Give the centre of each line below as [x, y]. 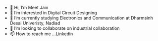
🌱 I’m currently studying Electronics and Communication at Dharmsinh [81, 18]
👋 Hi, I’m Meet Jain [29, 8]
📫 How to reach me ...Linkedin [41, 34]
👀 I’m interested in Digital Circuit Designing [53, 13]
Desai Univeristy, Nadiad [35, 23]
